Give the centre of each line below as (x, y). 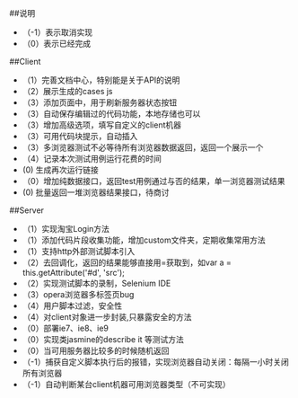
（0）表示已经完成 (57, 44)
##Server (27, 210)
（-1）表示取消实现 (57, 32)
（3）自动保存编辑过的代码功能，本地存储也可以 (111, 114)
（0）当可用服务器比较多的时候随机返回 (96, 350)
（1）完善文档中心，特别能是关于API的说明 (101, 80)
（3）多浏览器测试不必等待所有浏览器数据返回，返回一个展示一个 (143, 147)
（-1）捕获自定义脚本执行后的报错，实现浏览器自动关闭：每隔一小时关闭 (155, 362)
